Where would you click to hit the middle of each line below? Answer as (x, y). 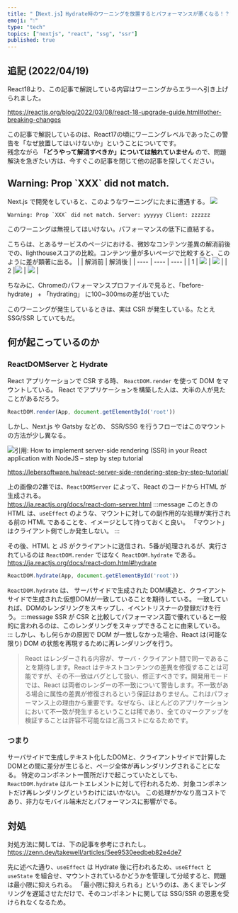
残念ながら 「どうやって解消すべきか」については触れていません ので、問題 (117, 152)
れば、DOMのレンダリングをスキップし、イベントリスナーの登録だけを (111, 608)
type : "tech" (27, 27)
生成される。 (26, 496)
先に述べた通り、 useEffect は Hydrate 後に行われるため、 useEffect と (110, 867)
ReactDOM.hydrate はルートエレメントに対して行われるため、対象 (102, 784)
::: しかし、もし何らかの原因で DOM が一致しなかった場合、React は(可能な (117, 635)
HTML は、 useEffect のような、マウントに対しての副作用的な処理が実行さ (116, 514)
